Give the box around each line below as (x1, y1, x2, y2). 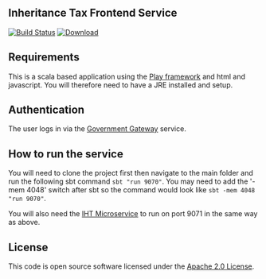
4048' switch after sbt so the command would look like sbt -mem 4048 (26, 185, 256, 195)
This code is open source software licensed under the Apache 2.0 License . (8, 262, 255, 271)
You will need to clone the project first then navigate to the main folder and (8, 169, 253, 178)
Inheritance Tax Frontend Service (8, 6, 178, 20)
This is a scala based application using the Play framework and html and (8, 72, 245, 81)
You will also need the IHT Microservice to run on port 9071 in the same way (8, 209, 258, 219)
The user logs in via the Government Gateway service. (8, 124, 187, 134)
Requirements (8, 51, 80, 64)
